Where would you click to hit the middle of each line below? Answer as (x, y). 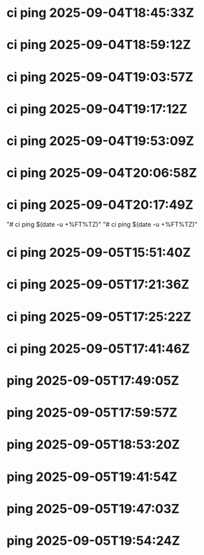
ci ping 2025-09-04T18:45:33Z (101, 13)
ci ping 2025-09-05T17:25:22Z (99, 317)
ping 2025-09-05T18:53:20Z (93, 445)
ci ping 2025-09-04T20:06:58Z (102, 173)
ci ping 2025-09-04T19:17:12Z (97, 109)
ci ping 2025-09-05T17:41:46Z (98, 349)
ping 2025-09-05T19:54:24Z (93, 541)
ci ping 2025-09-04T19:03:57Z (100, 77)
